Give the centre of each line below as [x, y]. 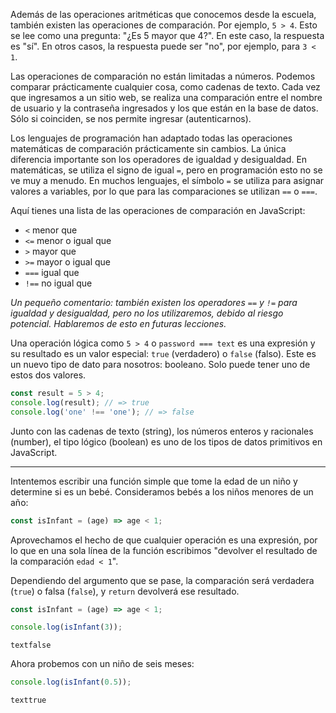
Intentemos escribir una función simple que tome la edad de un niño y [154, 481]
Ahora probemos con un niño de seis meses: [102, 664]
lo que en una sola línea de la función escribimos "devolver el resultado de [164, 550]
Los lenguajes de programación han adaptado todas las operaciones [151, 138]
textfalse [31, 645]
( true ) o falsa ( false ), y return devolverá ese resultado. [125, 591]
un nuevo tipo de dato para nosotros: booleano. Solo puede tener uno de [160, 364]
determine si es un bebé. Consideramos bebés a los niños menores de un [162, 491]
